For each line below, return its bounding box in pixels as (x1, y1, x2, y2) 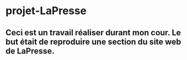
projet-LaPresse (5, 4, 87, 18)
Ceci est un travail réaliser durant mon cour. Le (5, 28, 181, 38)
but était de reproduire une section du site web (5, 36, 182, 46)
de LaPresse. (5, 46, 54, 56)
